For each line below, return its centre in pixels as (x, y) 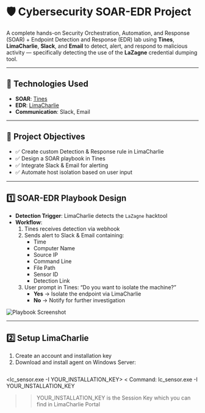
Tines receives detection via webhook (72, 229)
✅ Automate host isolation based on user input (74, 172)
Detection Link (52, 281)
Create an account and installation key (63, 356)
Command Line (52, 261)
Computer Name (54, 248)
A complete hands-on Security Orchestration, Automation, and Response (98, 33)
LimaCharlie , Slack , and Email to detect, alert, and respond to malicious (97, 46)
